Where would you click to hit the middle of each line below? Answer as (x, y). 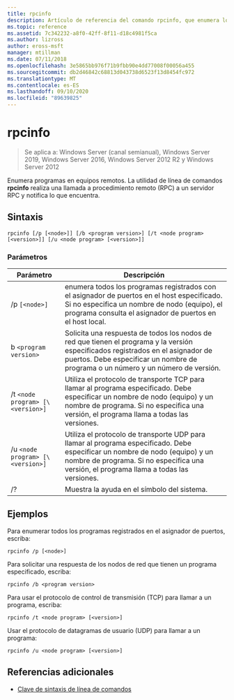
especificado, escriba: (39, 571)
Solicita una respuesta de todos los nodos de (139, 333)
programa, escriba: (34, 604)
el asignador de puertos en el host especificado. (144, 296)
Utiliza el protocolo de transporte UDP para (135, 435)
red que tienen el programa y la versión (129, 342)
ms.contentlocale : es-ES (43, 85)
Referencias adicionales (61, 672)
